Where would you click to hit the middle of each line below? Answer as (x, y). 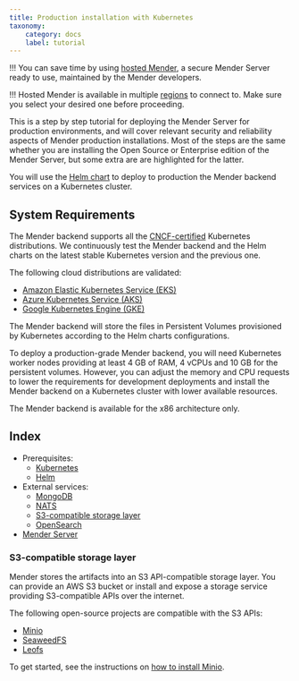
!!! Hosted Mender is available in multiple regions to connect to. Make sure (146, 95)
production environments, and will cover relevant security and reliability (141, 132)
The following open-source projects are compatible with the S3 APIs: (136, 613)
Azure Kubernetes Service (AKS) (82, 300)
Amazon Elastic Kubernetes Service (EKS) (99, 290)
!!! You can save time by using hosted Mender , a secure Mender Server (140, 68)
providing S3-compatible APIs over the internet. (97, 596)
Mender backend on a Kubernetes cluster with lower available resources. (144, 391)
